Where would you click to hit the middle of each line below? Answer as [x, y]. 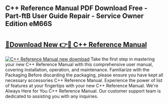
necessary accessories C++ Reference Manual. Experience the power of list [84, 80]
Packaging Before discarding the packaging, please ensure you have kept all [84, 75]
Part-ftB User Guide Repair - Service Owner [74, 16]
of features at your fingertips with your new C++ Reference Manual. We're [82, 85]
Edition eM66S [29, 24]
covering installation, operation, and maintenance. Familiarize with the [77, 70]
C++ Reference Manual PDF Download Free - [76, 8]
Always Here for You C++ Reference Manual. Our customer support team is [83, 91]
